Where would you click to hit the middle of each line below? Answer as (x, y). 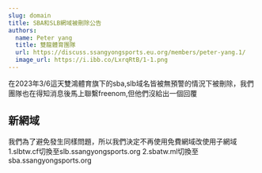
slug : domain (30, 15)
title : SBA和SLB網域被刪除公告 (55, 23)
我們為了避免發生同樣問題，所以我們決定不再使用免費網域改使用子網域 (123, 141)
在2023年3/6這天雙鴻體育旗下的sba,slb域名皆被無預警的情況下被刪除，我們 (131, 83)
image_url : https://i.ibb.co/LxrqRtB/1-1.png (92, 60)
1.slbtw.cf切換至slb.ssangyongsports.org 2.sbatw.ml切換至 (104, 151)
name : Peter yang (44, 38)
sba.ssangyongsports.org (50, 160)
